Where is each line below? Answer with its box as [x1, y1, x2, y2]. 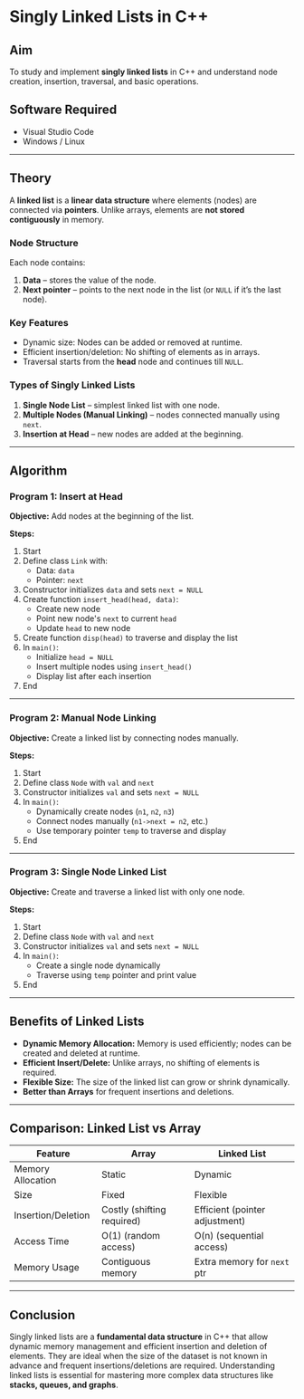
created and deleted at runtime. [22, 1048, 140, 1059]
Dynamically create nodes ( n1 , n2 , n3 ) [35, 806, 175, 817]
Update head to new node [35, 623, 131, 634]
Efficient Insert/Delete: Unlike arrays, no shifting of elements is [22, 1057, 261, 1068]
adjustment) [194, 1215, 246, 1228]
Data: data [35, 565, 75, 576]
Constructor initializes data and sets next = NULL [22, 584, 204, 595]
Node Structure [9, 236, 79, 249]
